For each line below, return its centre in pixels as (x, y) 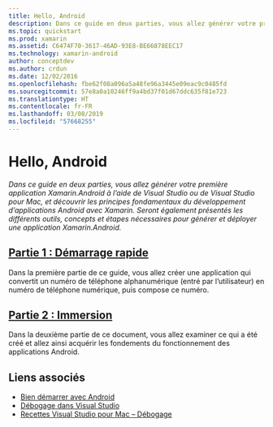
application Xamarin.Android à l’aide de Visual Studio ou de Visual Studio (132, 192)
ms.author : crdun (38, 69)
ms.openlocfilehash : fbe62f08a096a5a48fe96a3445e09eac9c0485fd (118, 84)
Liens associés (47, 377)
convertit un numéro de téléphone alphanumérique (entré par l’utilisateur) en (136, 281)
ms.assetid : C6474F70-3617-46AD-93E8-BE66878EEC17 (96, 46)
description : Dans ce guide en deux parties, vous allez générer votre (132, 24)
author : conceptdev (41, 62)
